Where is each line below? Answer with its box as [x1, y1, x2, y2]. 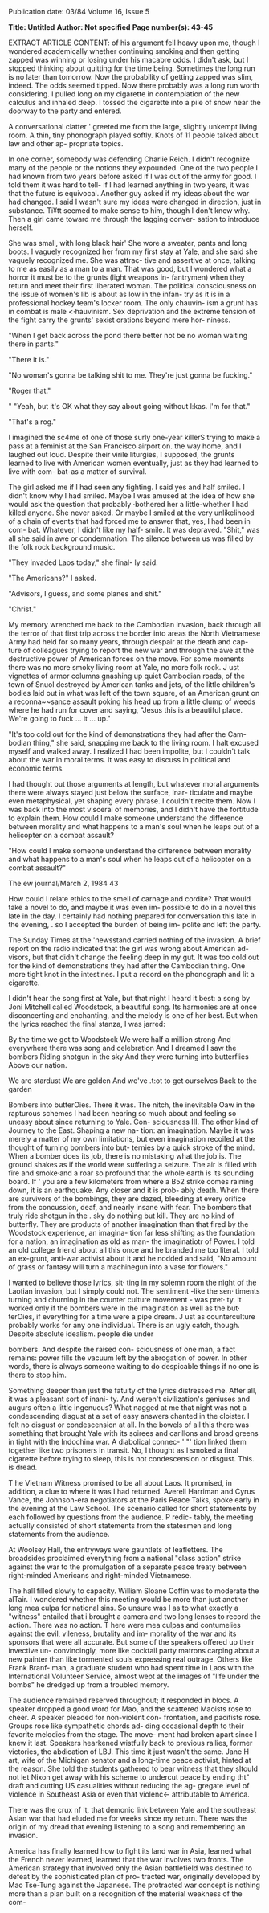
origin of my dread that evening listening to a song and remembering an [8, 1822, 246, 1831]
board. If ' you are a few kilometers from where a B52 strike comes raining [8, 1177, 255, 1186]
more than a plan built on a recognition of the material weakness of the [8, 1889, 243, 1899]
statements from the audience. [8, 1530, 110, 1539]
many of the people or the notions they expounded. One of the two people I [8, 163, 259, 172]
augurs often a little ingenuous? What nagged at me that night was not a [8, 1403, 247, 1412]
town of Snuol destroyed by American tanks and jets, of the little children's [8, 680, 255, 689]
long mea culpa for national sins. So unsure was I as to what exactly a [8, 1603, 239, 1613]
